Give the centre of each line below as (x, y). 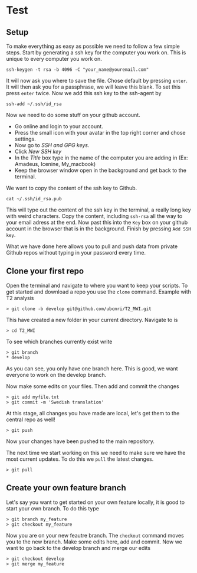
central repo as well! (31, 419)
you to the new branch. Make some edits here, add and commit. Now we (94, 542)
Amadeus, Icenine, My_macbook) (55, 164)
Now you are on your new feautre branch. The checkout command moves (95, 535)
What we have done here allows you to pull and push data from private (92, 246)
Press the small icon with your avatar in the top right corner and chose (100, 133)
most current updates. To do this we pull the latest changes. (80, 459)
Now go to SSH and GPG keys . (52, 145)
